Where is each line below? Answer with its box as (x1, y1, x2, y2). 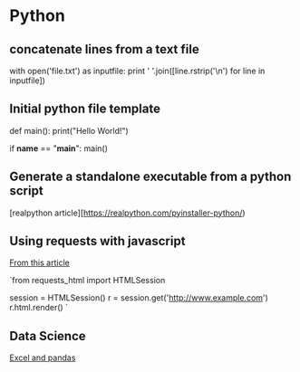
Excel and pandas (9, 352, 76, 363)
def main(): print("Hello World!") (9, 125, 129, 136)
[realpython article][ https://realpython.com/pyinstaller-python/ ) (9, 207, 247, 218)
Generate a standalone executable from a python (9, 169, 292, 185)
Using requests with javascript (9, 234, 186, 249)
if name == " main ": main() (9, 142, 109, 154)
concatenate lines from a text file (9, 42, 199, 57)
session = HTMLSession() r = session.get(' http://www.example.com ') (9, 292, 269, 303)
